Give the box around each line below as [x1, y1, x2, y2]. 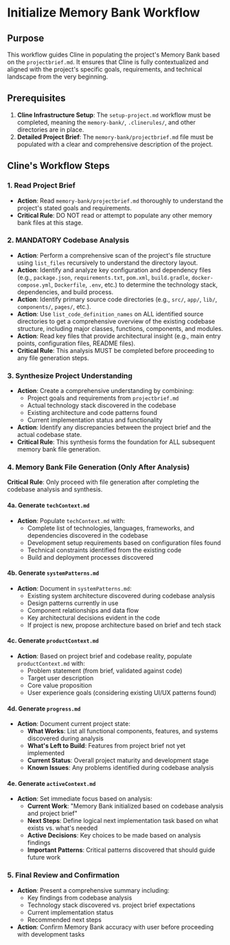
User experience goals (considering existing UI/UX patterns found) [27, 689, 217, 697]
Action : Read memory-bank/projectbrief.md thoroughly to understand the [16, 196, 224, 205]
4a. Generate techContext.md [7, 501, 90, 509]
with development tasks [16, 930, 85, 938]
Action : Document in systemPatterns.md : [16, 584, 132, 592]
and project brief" [27, 809, 78, 817]
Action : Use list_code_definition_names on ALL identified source [16, 309, 204, 318]
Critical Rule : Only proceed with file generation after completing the [7, 478, 200, 487]
